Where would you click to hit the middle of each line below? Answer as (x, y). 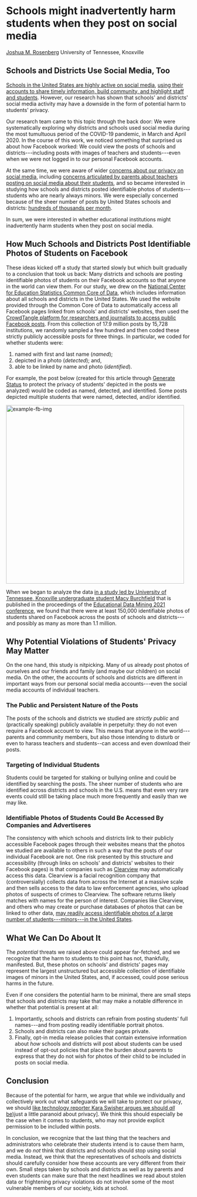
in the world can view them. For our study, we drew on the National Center (96, 286)
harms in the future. (30, 983)
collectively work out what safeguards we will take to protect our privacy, (94, 1101)
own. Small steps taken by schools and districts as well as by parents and (95, 1169)
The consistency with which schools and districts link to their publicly (90, 838)
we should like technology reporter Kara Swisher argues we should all (91, 1107)
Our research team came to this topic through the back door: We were (91, 121)
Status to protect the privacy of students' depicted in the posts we (86, 384)
